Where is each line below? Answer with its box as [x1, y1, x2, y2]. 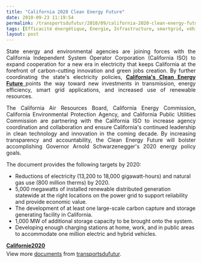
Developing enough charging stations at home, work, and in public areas [14, 224, 195, 231]
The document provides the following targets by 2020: [6, 161, 141, 168]
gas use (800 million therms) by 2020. [14, 179, 110, 186]
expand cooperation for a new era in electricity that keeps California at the [6, 61, 196, 68]
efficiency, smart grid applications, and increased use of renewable [6, 86, 196, 93]
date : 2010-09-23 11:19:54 [6, 14, 74, 21]
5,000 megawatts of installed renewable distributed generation [14, 185, 171, 193]
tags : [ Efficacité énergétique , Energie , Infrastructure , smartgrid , [6, 25, 185, 32]
